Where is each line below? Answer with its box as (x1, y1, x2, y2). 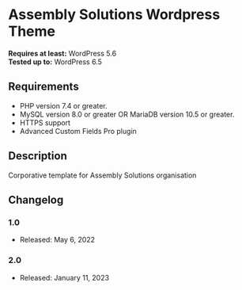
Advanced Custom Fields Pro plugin (19, 126, 137, 135)
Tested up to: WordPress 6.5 (8, 57, 103, 67)
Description (8, 149, 67, 163)
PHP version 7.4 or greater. (19, 101, 108, 110)
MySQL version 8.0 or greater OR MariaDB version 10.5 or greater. (19, 109, 235, 119)
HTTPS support (19, 117, 71, 128)
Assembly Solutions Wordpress (8, 6, 221, 24)
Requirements (8, 80, 79, 93)
